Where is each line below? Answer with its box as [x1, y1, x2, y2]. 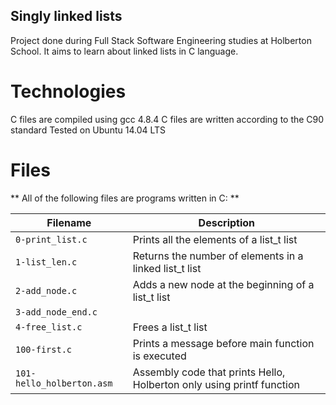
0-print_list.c [15, 234, 88, 245]
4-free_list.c [15, 321, 83, 333]
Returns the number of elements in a [132, 249, 304, 263]
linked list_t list [132, 261, 202, 275]
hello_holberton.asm [15, 377, 113, 389]
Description [198, 215, 256, 229]
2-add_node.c [15, 285, 78, 296]
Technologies [10, 80, 127, 103]
